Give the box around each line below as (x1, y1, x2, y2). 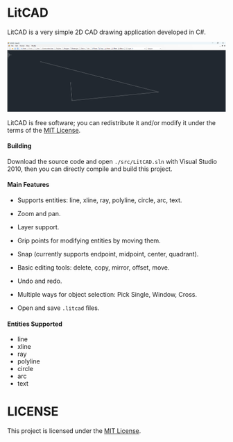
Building (7, 142, 32, 150)
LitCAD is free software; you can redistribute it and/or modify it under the (7, 118, 216, 126)
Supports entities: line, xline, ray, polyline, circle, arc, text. (17, 196, 182, 204)
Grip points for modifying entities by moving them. (17, 236, 161, 245)
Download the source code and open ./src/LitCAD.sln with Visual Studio (7, 157, 217, 165)
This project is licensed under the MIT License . (7, 427, 141, 435)
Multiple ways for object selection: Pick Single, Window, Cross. (17, 290, 198, 298)
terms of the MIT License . (7, 126, 81, 134)
